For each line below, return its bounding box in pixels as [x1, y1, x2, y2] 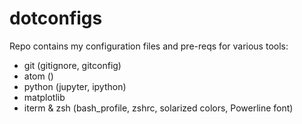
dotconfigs [9, 7, 103, 30]
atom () [23, 70, 54, 82]
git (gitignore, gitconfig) [23, 59, 122, 71]
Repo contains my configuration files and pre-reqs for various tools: [9, 40, 289, 52]
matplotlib [23, 91, 66, 103]
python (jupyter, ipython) [23, 80, 127, 92]
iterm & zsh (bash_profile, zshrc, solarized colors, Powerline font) [23, 102, 294, 114]
